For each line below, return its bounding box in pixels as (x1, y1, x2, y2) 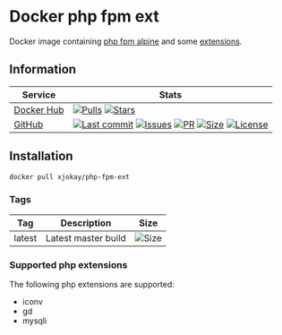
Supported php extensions (9, 258, 128, 271)
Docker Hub (13, 103, 64, 116)
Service (21, 88, 56, 100)
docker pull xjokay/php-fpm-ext (9, 172, 130, 181)
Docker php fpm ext (9, 6, 159, 27)
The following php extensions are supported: (9, 279, 175, 290)
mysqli (21, 315, 47, 326)
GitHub (13, 118, 44, 131)
